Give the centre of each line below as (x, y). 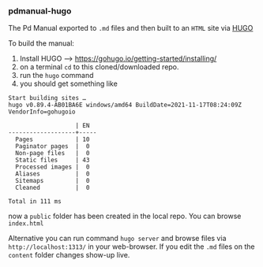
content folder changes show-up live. (69, 255)
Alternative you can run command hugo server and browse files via (117, 239)
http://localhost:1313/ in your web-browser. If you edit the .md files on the (131, 247)
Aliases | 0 (53, 174)
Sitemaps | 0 (53, 181)
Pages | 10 (53, 139)
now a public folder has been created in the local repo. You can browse (125, 216)
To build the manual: (41, 43)
